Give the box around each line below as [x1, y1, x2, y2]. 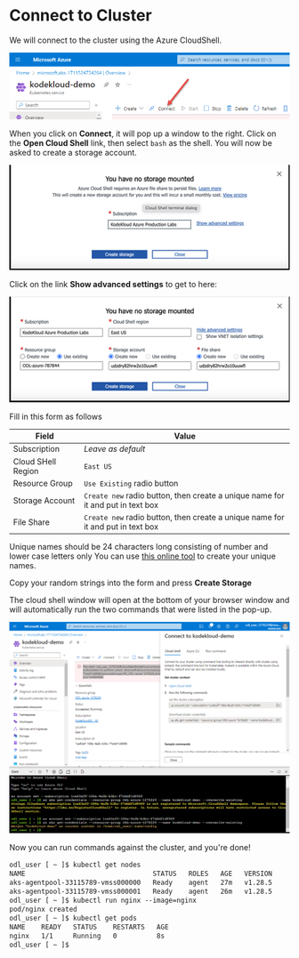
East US [84, 463, 113, 471]
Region [12, 465, 39, 476]
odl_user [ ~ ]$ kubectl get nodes [9, 860, 141, 870]
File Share [12, 517, 51, 527]
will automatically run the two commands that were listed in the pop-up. [9, 604, 272, 615]
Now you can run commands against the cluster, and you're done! [9, 842, 251, 853]
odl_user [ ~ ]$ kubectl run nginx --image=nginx [9, 896, 198, 906]
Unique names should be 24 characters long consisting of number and [9, 541, 269, 551]
